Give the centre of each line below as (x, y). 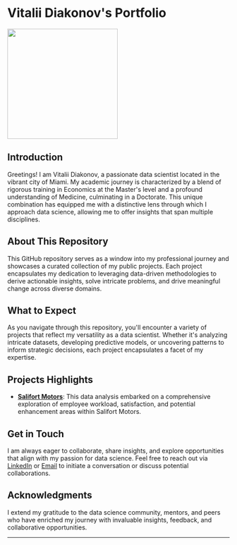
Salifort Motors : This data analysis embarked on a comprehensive (114, 397)
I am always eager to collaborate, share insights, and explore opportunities (116, 451)
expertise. (22, 357)
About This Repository (58, 241)
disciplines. (24, 219)
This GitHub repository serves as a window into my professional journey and (118, 258)
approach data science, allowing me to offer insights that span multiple (110, 212)
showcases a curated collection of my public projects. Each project (105, 266)
